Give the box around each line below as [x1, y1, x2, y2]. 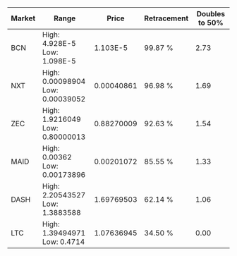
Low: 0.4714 [42, 237, 85, 246]
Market [11, 13, 36, 23]
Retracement [144, 13, 189, 23]
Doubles [196, 9, 226, 18]
